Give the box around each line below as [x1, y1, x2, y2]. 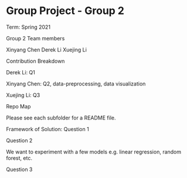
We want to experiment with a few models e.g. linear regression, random [6, 148, 182, 155]
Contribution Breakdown [6, 57, 65, 64]
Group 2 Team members [6, 35, 65, 42]
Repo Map [6, 102, 31, 109]
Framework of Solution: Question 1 [6, 125, 89, 132]
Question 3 [6, 166, 33, 173]
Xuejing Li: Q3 [6, 91, 40, 98]
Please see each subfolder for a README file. [6, 114, 116, 121]
